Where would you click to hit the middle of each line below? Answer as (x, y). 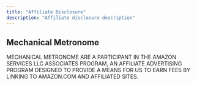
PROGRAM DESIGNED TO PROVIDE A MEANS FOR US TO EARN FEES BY (98, 70)
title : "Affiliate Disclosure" (46, 12)
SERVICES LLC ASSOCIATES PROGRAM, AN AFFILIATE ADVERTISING (94, 64)
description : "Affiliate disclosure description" (71, 18)
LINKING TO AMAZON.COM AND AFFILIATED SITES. (72, 76)
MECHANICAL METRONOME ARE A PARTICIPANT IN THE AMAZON (91, 57)
